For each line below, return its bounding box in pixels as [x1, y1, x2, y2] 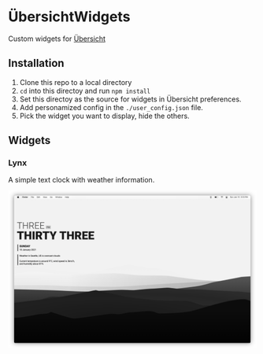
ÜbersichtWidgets [8, 8, 131, 26]
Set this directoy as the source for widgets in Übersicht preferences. [19, 94, 242, 104]
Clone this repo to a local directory [19, 77, 132, 87]
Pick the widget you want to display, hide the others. [19, 111, 191, 120]
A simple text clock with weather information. [8, 175, 155, 185]
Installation [8, 57, 65, 70]
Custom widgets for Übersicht [8, 34, 106, 43]
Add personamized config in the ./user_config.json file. [19, 102, 203, 112]
